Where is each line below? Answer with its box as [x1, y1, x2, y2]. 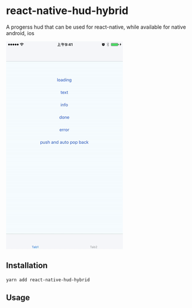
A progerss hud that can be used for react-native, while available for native [6, 23, 186, 30]
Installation [6, 261, 48, 271]
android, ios [6, 29, 35, 36]
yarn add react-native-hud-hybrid [6, 276, 90, 283]
